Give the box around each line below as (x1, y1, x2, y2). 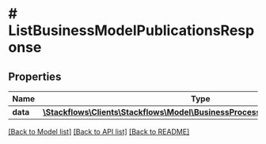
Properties (8, 70, 62, 83)
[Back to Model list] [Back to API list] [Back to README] (8, 127, 190, 136)
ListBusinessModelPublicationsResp (8, 21, 255, 40)
